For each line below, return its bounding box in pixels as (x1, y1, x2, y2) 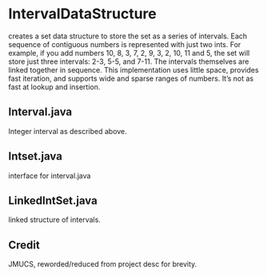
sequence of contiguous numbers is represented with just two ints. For (8, 39, 241, 49)
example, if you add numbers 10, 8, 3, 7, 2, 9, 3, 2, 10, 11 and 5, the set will (8, 48, 250, 57)
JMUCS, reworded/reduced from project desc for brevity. (8, 259, 197, 269)
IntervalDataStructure (8, 5, 157, 23)
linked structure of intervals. (8, 215, 102, 224)
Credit (8, 238, 40, 251)
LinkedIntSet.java (8, 193, 98, 208)
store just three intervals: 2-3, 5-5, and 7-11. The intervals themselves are (8, 57, 249, 66)
